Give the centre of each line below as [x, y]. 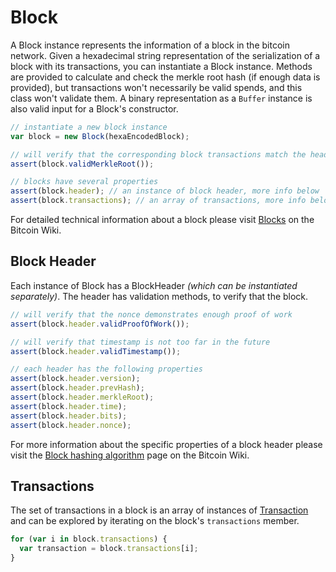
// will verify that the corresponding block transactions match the [158, 154]
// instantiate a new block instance [89, 127]
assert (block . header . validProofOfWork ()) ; [100, 324]
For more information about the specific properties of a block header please [166, 444]
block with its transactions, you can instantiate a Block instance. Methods [161, 66]
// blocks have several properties [84, 182]
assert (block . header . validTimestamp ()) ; [96, 351]
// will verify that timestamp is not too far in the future [140, 342]
